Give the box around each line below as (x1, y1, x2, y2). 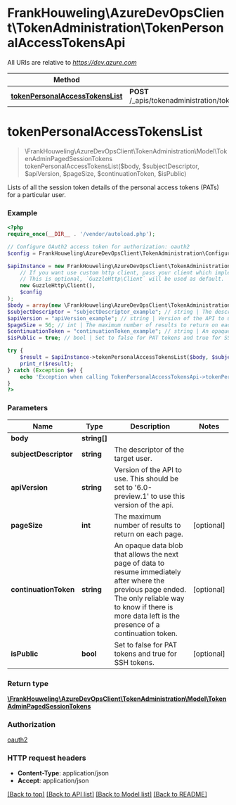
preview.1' (114, 491, 150, 501)
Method (53, 75, 81, 84)
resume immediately (114, 566, 181, 576)
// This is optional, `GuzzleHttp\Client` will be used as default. (20, 276, 225, 283)
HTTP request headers (7, 753, 86, 763)
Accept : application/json (17, 776, 89, 785)
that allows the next (114, 549, 179, 559)
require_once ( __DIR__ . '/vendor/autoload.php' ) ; (7, 231, 156, 238)
